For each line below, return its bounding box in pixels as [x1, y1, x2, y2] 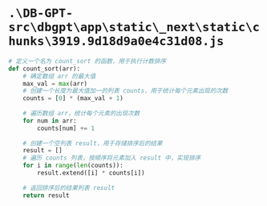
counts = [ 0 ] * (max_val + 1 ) [22, 95, 124, 103]
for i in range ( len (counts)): [22, 162, 124, 170]
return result [22, 191, 70, 200]
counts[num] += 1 [37, 124, 95, 132]
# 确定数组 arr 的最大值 [22, 72, 96, 80]
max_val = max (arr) [22, 79, 88, 87]
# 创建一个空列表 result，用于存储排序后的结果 [22, 139, 163, 147]
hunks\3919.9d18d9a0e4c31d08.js [8, 34, 225, 49]
